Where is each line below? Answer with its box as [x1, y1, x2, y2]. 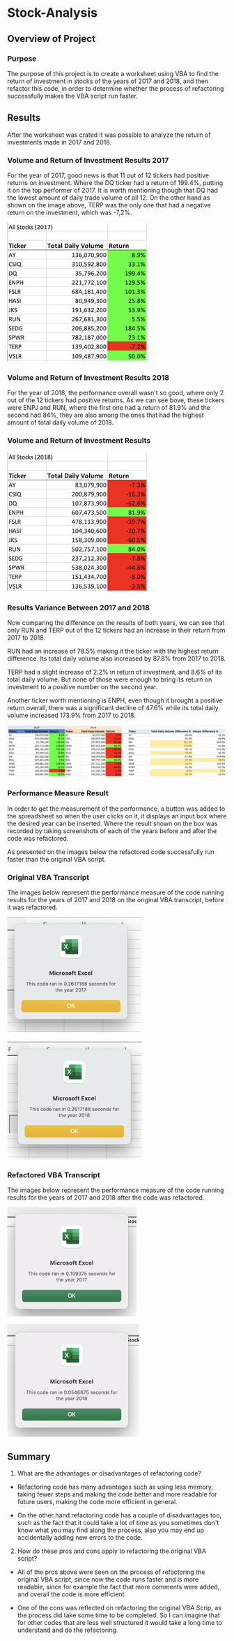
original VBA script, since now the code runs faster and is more [17, 1575, 199, 1584]
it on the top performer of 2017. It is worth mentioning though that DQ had [7, 186, 218, 194]
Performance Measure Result [7, 788, 109, 798]
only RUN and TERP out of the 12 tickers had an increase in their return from [7, 626, 226, 634]
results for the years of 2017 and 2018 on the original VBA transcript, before [7, 896, 224, 904]
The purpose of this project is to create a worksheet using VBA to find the [7, 69, 219, 78]
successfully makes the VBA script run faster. [7, 91, 138, 100]
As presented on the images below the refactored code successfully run [7, 847, 214, 856]
